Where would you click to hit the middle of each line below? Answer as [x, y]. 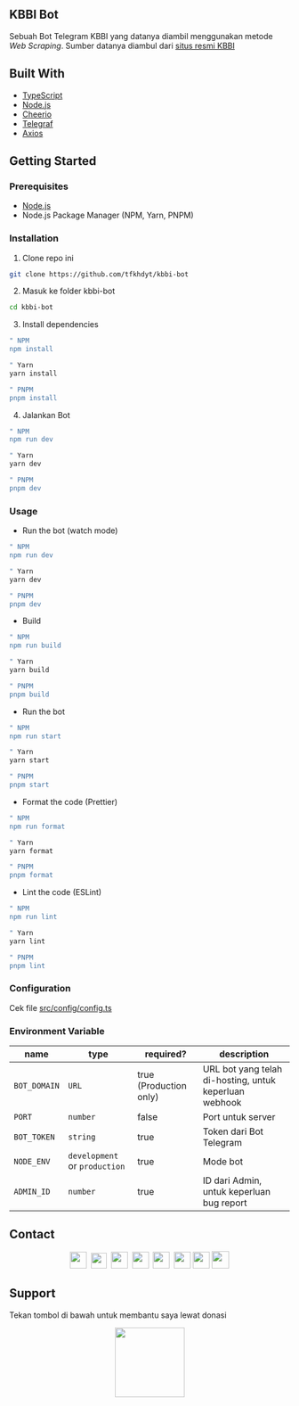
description [244, 1054]
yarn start [29, 761]
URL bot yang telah [242, 1069]
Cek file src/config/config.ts [61, 1007]
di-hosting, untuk [239, 1080]
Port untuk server [239, 1117]
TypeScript [42, 95]
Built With [37, 74]
